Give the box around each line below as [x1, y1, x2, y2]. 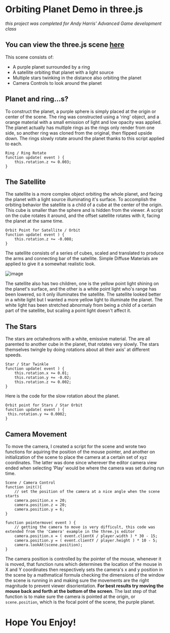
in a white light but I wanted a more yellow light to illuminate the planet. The [5, 297, 163, 303]
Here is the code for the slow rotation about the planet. [5, 393, 120, 399]
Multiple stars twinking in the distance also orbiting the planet [12, 75, 142, 81]
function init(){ [5, 485, 42, 490]
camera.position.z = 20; [14, 502, 67, 508]
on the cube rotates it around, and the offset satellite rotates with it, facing [5, 212, 160, 219]
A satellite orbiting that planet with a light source [12, 69, 114, 75]
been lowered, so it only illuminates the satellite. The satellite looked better [5, 291, 161, 298]
